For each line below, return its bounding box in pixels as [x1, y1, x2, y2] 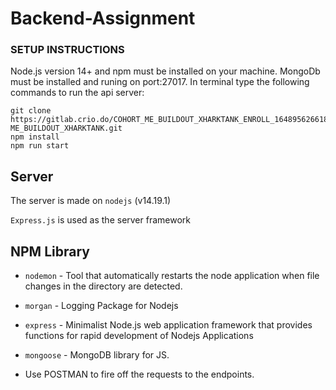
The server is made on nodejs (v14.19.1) [10, 195, 172, 207]
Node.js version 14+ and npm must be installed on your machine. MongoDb [10, 65, 321, 77]
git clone [10, 106, 52, 116]
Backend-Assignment [10, 7, 196, 30]
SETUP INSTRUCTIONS [10, 43, 125, 57]
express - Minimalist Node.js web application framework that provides [24, 319, 313, 331]
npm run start [10, 141, 70, 151]
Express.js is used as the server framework [10, 214, 191, 226]
